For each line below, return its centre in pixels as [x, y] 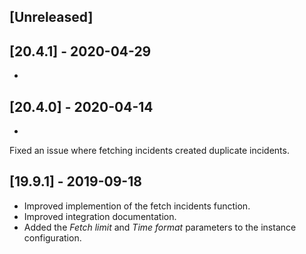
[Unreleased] [51, 17]
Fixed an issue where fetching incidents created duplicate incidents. [149, 151]
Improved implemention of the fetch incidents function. [137, 206]
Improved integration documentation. [100, 216]
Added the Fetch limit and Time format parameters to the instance [160, 227]
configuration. [52, 237]
